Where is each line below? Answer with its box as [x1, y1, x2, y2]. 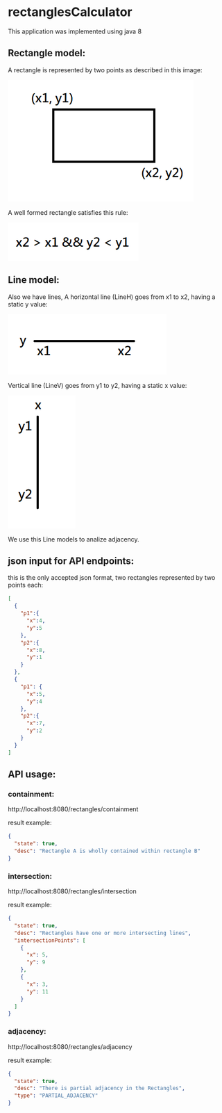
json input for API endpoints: [8, 555, 135, 567]
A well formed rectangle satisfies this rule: [8, 208, 128, 216]
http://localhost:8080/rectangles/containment [8, 805, 139, 813]
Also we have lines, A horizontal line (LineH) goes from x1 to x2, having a [8, 293, 216, 301]
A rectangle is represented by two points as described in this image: [8, 65, 203, 74]
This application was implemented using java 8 [8, 27, 142, 35]
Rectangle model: [8, 47, 86, 59]
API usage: [8, 769, 56, 781]
